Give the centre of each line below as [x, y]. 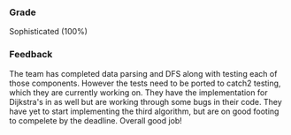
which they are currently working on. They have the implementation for [138, 92]
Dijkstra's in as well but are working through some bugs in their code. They [146, 101]
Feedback [31, 55]
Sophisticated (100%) [49, 32]
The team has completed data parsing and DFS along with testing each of [143, 73]
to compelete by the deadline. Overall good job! [96, 120]
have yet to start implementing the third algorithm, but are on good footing [144, 111]
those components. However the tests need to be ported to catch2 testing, [145, 83]
